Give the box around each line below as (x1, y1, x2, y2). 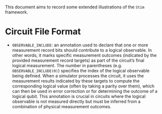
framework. (5, 9, 28, 15)
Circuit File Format (5, 26, 81, 37)
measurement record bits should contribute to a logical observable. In (12, 47, 152, 53)
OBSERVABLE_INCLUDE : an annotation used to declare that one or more (12, 42, 148, 48)
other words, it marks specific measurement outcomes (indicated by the (12, 52, 157, 58)
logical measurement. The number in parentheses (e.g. (12, 62, 123, 68)
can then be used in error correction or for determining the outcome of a (12, 88, 158, 94)
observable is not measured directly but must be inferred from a (12, 99, 141, 104)
